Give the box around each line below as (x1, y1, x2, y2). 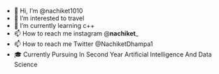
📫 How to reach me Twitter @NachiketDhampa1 (13, 40, 153, 48)
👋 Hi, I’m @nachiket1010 (13, 7, 83, 15)
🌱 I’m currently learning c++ (13, 22, 95, 29)
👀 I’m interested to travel (13, 14, 85, 22)
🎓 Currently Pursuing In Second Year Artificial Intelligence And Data (13, 50, 212, 59)
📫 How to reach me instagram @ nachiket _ (13, 29, 139, 38)
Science (13, 60, 38, 68)
